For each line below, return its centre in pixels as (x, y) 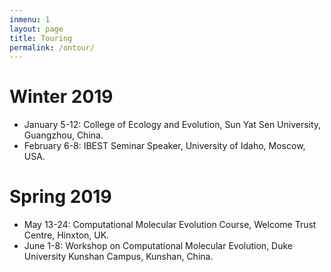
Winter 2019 (61, 97)
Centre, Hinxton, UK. (66, 235)
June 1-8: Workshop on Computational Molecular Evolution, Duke (158, 246)
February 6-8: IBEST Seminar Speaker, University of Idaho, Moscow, (164, 146)
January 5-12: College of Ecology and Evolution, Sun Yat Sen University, (172, 125)
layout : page (36, 29)
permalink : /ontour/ (52, 47)
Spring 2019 (60, 197)
